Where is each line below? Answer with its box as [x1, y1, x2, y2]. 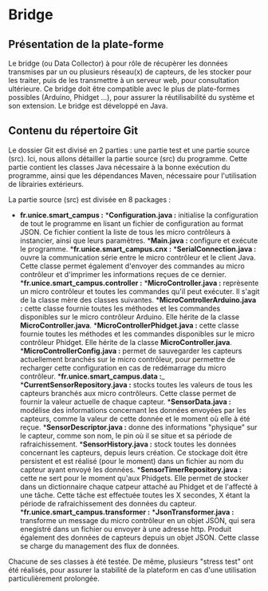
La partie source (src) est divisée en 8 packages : [8, 194, 171, 204]
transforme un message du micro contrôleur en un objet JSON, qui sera [19, 515, 255, 525]
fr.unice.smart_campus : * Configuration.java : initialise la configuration [19, 210, 258, 220]
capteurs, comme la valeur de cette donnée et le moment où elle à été [19, 414, 250, 423]
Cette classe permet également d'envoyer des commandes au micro [19, 261, 245, 271]
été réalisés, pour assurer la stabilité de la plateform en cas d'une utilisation [8, 565, 257, 574]
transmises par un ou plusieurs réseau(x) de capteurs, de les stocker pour [8, 67, 252, 77]
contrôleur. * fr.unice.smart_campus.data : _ [19, 371, 165, 381]
